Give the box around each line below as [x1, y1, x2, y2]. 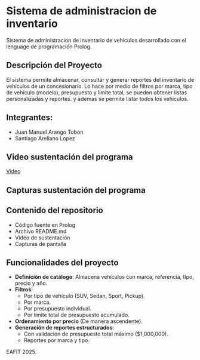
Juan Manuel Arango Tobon [14, 128, 84, 136]
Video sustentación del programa [6, 152, 133, 162]
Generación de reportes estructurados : [14, 324, 115, 331]
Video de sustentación [14, 234, 70, 241]
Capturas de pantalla [14, 240, 67, 247]
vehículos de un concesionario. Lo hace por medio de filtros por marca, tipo [6, 82, 193, 90]
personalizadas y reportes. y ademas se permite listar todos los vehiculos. [6, 95, 189, 102]
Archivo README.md [14, 227, 67, 235]
